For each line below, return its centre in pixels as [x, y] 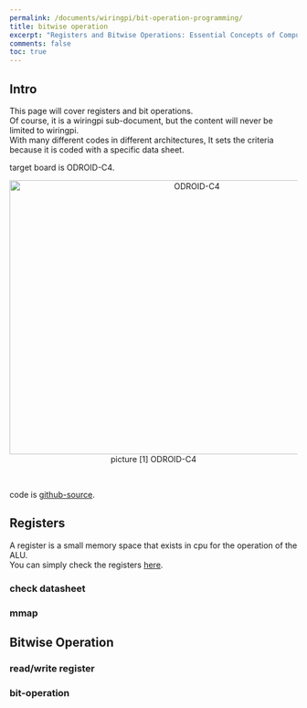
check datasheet [48, 588]
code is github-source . [53, 494]
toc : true [28, 52]
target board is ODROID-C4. [62, 167]
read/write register [53, 668]
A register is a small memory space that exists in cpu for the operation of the [153, 545]
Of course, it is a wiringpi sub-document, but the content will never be [142, 121]
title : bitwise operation [58, 26]
